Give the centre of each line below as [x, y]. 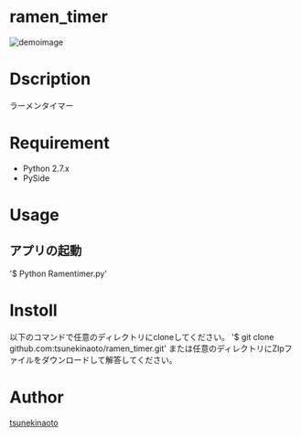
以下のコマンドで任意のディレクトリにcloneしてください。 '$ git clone [142, 336]
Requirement [59, 143]
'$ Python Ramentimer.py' [59, 273]
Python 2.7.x [46, 168]
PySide [36, 178]
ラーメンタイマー [42, 105]
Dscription [50, 79]
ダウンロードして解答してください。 [109, 359]
